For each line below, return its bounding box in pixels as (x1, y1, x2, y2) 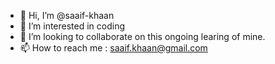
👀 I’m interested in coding (19, 20, 126, 32)
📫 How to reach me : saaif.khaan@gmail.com (19, 42, 208, 54)
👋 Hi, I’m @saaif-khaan (19, 10, 115, 21)
